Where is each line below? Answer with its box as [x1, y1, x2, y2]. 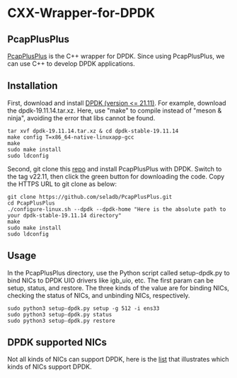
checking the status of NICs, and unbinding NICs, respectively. [7, 291, 190, 299]
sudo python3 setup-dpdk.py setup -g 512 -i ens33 [7, 304, 160, 312]
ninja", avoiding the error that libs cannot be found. [7, 113, 156, 122]
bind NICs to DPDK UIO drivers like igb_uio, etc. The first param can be [7, 276, 214, 285]
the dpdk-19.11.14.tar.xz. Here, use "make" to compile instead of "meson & [7, 106, 222, 115]
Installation [7, 80, 58, 92]
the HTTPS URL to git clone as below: [7, 179, 117, 188]
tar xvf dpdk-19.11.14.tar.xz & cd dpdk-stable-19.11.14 [7, 127, 179, 134]
